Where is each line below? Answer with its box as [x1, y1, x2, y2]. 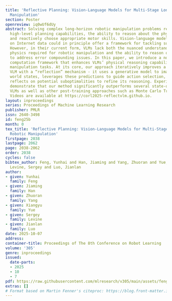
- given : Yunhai [5, 174, 40, 179]
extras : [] [5, 284, 29, 289]
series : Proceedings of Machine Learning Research [5, 103, 116, 108]
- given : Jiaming [5, 184, 42, 189]
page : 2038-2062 [5, 145, 40, 151]
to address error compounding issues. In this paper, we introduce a [10, 55, 161, 60]
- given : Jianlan [5, 222, 42, 227]
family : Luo [10, 226, 36, 232]
